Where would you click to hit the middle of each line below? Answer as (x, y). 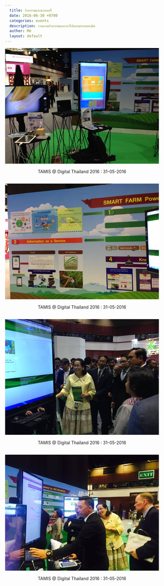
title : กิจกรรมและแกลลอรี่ (31, 10)
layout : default (26, 36)
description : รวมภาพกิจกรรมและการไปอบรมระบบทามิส (52, 26)
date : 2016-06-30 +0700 (33, 15)
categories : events (29, 21)
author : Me (20, 31)
